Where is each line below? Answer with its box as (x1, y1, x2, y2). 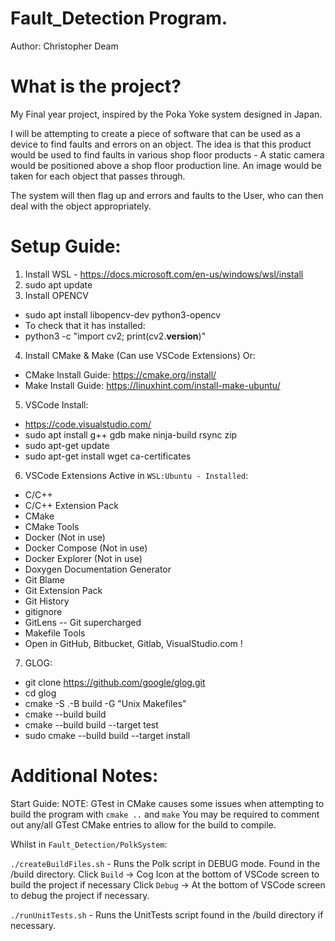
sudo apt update (24, 278, 93, 291)
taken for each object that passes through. (10, 170, 186, 182)
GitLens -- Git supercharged (24, 616, 142, 628)
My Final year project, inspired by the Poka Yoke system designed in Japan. (10, 108, 323, 120)
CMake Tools (24, 520, 80, 532)
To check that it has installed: (24, 319, 146, 331)
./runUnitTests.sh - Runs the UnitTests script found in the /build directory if (10, 908, 324, 921)
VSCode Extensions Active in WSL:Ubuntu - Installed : (24, 469, 249, 481)
